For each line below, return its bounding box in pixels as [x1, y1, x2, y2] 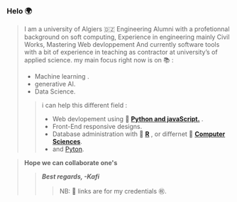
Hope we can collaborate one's [23, 159, 118, 167]
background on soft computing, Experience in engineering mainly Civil [23, 33, 230, 41]
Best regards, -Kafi [41, 172, 100, 181]
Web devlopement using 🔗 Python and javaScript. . [52, 115, 204, 123]
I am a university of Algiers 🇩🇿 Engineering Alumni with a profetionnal [23, 25, 230, 33]
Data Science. [34, 87, 76, 96]
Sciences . [52, 138, 83, 146]
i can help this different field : [41, 101, 128, 110]
